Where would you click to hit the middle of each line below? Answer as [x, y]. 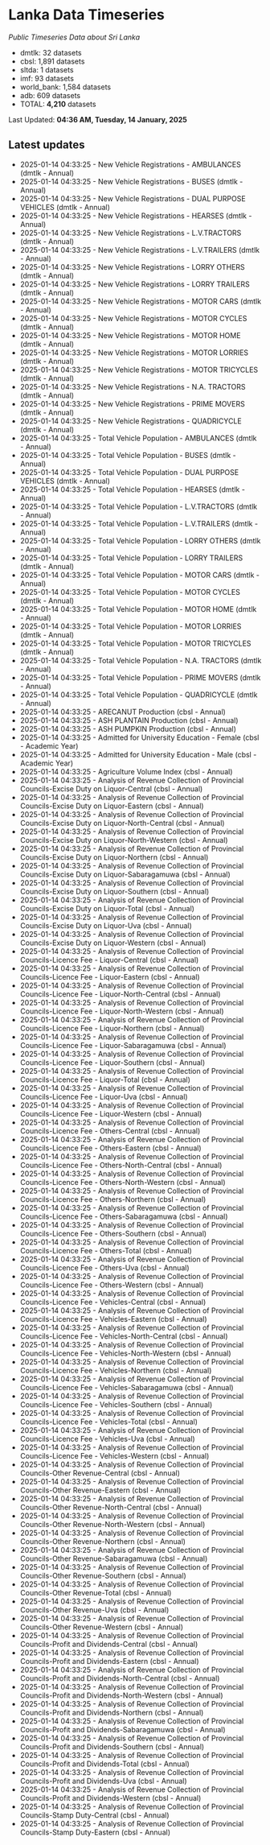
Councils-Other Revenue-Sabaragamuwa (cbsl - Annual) [114, 1558]
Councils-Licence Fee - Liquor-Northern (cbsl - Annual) [112, 1028]
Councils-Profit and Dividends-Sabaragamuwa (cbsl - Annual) [123, 1729]
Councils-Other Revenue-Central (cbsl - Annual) [100, 1473]
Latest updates [47, 145]
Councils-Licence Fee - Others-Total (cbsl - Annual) [106, 1250]
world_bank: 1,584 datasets [65, 87]
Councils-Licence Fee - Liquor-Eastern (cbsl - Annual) [110, 976]
